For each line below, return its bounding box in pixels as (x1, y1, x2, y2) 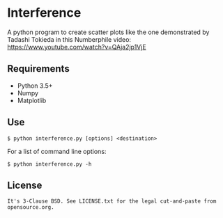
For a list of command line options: (7, 147, 107, 155)
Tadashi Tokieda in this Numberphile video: (7, 35, 131, 43)
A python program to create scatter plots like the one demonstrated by (7, 28, 210, 36)
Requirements (7, 63, 70, 75)
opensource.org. (7, 204, 54, 211)
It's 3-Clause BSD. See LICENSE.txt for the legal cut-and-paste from (7, 198, 217, 205)
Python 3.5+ (17, 81, 54, 90)
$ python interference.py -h (7, 160, 92, 168)
